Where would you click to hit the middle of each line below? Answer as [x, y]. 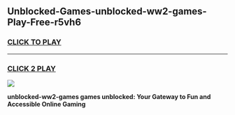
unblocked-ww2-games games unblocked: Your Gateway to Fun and [109, 96]
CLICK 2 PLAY [31, 68]
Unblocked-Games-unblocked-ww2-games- [107, 11]
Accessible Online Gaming [47, 104]
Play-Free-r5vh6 [44, 23]
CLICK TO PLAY [34, 43]
